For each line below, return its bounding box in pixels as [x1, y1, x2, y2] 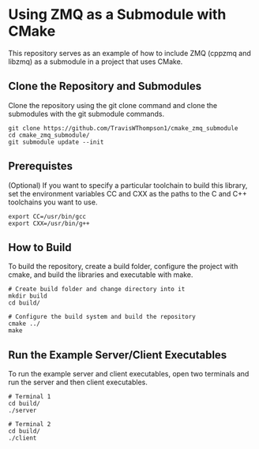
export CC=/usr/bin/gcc [8, 212, 87, 220]
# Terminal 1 [8, 393, 51, 401]
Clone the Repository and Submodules [8, 80, 202, 93]
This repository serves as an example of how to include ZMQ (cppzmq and [8, 48, 251, 58]
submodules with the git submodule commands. [8, 109, 165, 118]
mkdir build [8, 292, 47, 301]
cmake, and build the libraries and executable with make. [8, 270, 193, 279]
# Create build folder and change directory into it [8, 286, 186, 294]
